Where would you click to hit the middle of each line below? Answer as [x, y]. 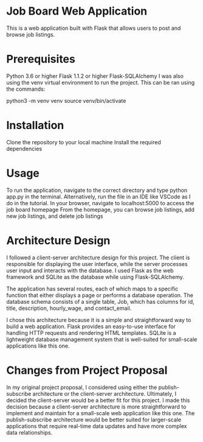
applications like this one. [38, 346]
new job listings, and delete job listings [55, 216]
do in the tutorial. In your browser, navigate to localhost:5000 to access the [100, 203]
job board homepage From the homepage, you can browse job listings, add [100, 209]
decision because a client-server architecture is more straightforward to [96, 407]
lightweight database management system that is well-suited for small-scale [102, 339]
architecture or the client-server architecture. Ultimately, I [105, 393]
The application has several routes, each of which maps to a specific [92, 289]
